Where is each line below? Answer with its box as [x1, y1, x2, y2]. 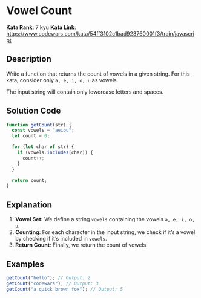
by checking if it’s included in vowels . [15, 235, 107, 242]
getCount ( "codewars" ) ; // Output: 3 [6, 280, 99, 287]
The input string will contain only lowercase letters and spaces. [6, 88, 164, 96]
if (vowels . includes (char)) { [17, 149, 94, 156]
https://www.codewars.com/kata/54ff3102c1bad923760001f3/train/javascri [6, 30, 195, 37]
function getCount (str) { [6, 121, 71, 128]
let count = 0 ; [12, 133, 50, 139]
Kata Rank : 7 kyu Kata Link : [6, 24, 76, 31]
